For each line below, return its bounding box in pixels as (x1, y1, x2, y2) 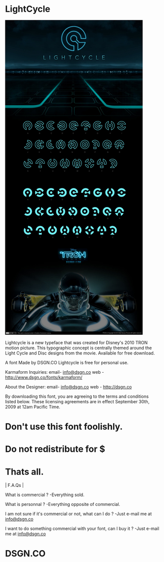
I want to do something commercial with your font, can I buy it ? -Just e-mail (5, 526, 160, 532)
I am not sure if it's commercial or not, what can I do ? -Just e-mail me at (5, 511, 152, 517)
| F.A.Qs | (5, 482, 24, 488)
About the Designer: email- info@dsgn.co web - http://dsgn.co (5, 384, 132, 389)
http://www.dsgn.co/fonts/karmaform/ (5, 374, 82, 380)
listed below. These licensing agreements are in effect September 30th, (5, 398, 150, 404)
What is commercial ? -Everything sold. (5, 492, 84, 498)
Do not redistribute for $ (5, 444, 106, 455)
